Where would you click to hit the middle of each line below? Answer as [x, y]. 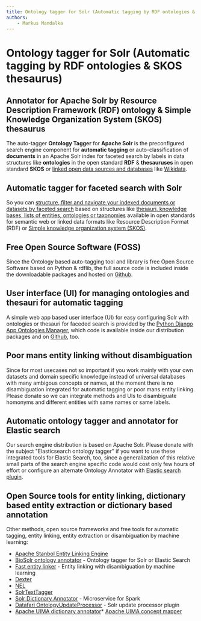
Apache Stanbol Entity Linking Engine [61, 554]
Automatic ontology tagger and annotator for [92, 421]
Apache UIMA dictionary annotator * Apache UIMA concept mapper [98, 611]
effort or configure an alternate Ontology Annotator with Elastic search [94, 470]
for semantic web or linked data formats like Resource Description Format [97, 222]
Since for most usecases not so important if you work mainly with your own [100, 370]
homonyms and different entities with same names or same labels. [88, 402]
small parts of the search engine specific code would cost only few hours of [100, 464]
